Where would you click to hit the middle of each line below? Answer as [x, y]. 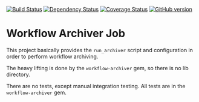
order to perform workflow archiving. [52, 56]
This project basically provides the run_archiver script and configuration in [100, 50]
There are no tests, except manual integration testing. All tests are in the [96, 86]
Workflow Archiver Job [66, 34]
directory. [18, 74]
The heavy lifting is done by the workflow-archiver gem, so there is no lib [97, 68]
